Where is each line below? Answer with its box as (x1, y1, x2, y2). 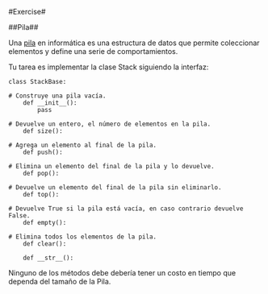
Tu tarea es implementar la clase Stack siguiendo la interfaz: (8, 62, 209, 72)
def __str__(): (23, 254, 74, 262)
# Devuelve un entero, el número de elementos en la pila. (8, 120, 211, 128)
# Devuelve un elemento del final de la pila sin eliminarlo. (8, 184, 222, 192)
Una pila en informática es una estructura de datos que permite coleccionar (8, 38, 260, 48)
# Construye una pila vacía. (8, 92, 107, 100)
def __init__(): (23, 99, 78, 107)
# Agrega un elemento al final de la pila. (8, 141, 157, 149)
